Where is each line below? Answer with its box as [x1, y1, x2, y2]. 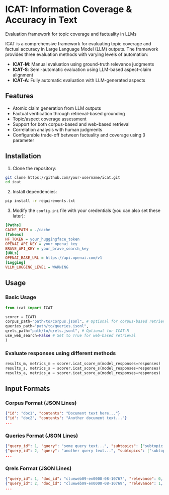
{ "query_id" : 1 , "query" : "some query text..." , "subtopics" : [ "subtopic [5, 444, 163, 449]
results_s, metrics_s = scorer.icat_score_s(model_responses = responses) [5, 366, 161, 371]
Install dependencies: [12, 189, 57, 195]
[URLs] [5, 251, 19, 256]
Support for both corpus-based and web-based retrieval [12, 121, 130, 127]
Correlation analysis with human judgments [12, 126, 103, 132]
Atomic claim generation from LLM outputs [12, 105, 102, 111]
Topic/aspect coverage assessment [12, 116, 87, 122]
